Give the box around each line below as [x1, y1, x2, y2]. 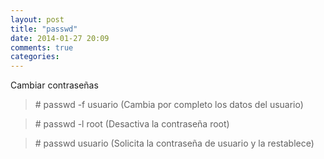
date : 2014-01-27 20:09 [10, 33, 110, 43]
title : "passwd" [10, 24, 78, 34]
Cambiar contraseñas [10, 79, 99, 91]
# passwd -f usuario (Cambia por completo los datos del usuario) [34, 99, 304, 111]
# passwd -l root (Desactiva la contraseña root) [34, 118, 230, 130]
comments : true [10, 42, 74, 53]
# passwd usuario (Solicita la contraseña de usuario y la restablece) [34, 137, 315, 150]
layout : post [10, 14, 65, 25]
